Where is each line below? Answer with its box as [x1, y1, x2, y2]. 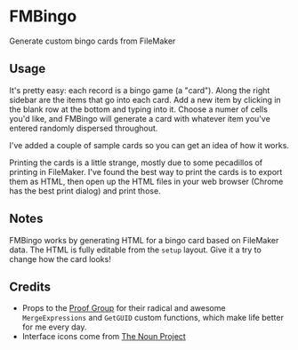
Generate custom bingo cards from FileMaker [9, 36, 176, 46]
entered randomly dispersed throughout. [9, 123, 158, 133]
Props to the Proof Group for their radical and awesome [21, 303, 226, 314]
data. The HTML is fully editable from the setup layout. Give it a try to [9, 244, 262, 255]
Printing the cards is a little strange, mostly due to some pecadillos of [9, 157, 263, 168]
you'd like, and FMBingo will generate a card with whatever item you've [9, 113, 271, 123]
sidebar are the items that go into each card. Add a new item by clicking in [9, 94, 282, 105]
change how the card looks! [9, 253, 111, 264]
